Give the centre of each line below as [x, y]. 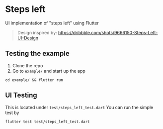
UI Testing [21, 95]
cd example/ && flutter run [34, 80]
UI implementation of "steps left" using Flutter [52, 23]
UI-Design [28, 38]
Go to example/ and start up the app [49, 71]
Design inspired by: [37, 32]
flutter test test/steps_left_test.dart [48, 122]
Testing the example [37, 54]
